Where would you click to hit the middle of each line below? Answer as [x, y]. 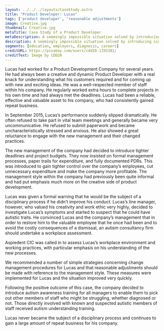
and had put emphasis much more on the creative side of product [71, 182]
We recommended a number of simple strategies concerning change [74, 262]
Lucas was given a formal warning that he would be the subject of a [73, 197]
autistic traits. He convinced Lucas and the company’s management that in [80, 217]
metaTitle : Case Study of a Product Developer [53, 32]
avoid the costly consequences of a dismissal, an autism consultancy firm [79, 228]
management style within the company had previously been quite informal [80, 177]
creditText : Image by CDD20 [34, 55]
